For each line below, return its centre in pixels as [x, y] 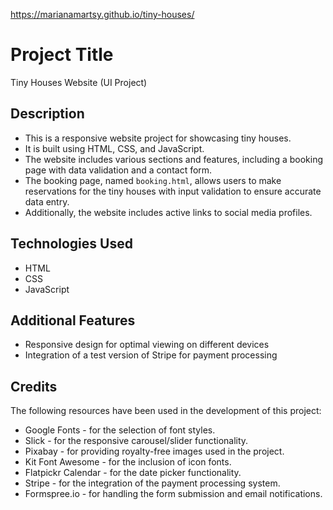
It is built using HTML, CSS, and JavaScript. [114, 148]
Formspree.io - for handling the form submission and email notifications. [173, 494]
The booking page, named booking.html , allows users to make [153, 180]
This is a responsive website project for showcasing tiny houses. [158, 138]
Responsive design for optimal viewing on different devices [147, 345]
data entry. [47, 201]
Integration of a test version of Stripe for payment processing [151, 355]
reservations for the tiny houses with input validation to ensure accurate [173, 191]
